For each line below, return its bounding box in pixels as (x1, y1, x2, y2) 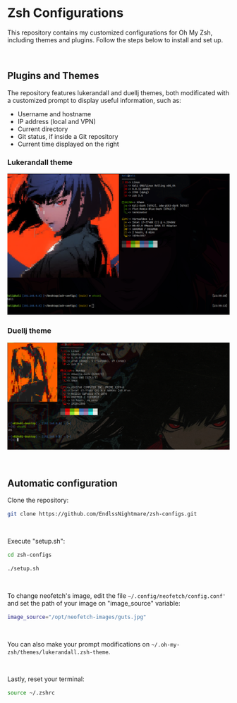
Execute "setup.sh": (7, 537, 66, 546)
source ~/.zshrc (7, 689, 55, 696)
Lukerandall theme (7, 157, 73, 167)
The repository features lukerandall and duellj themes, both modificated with (7, 88, 229, 97)
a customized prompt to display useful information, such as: (7, 96, 181, 104)
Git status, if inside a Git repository (17, 132, 119, 140)
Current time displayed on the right (17, 140, 120, 148)
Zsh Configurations (7, 5, 124, 21)
